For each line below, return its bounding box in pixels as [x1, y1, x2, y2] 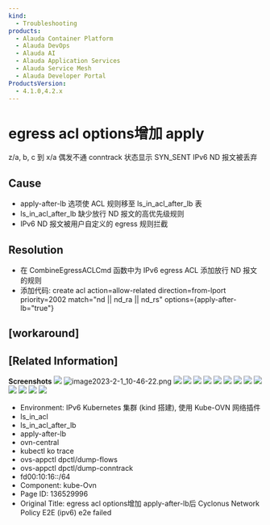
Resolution [8, 243, 64, 257]
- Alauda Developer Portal [15, 72, 106, 80]
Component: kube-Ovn [19, 481, 97, 490]
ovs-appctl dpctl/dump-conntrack [19, 464, 134, 473]
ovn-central [19, 438, 60, 447]
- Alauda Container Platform [15, 34, 114, 43]
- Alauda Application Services [15, 57, 121, 65]
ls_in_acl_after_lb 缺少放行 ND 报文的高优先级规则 [19, 209, 185, 219]
